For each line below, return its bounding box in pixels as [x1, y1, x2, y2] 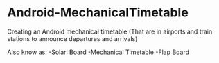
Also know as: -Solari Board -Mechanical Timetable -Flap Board [7, 48, 189, 56]
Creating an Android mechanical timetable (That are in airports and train [7, 27, 213, 36]
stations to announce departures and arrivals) [7, 34, 138, 42]
